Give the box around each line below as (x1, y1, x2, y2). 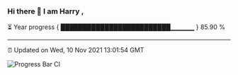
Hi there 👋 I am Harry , (7, 6, 84, 16)
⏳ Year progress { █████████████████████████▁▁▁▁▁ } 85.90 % (7, 23, 225, 31)
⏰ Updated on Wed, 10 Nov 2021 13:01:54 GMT (7, 46, 144, 54)
